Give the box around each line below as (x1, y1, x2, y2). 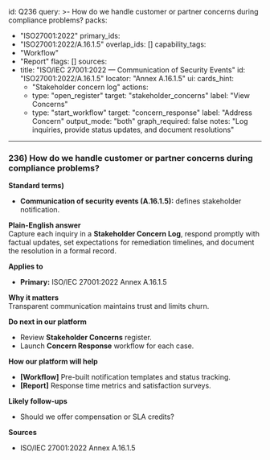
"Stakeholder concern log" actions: (31, 82, 149, 92)
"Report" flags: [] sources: (19, 56, 107, 66)
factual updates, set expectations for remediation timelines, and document (8, 237, 255, 248)
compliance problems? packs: (8, 15, 108, 25)
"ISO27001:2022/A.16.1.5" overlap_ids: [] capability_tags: (19, 39, 207, 49)
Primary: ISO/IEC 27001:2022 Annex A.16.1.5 (19, 277, 167, 287)
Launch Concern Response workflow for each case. (19, 341, 194, 351)
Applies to (8, 261, 43, 272)
